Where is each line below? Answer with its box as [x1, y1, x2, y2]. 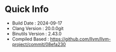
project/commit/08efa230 [12, 41, 66, 47]
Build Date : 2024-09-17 [12, 20, 63, 26]
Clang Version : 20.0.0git [12, 25, 64, 31]
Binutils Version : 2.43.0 [12, 30, 62, 36]
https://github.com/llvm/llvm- [49, 36, 111, 42]
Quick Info [5, 3, 49, 15]
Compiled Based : [12, 36, 49, 42]
